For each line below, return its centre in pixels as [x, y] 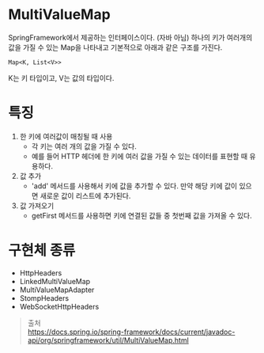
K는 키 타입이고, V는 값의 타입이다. [61, 78]
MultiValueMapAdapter [57, 290]
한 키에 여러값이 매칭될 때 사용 [66, 136]
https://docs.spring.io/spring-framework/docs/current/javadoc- [131, 332]
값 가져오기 [37, 205]
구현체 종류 [42, 251]
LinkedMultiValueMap [55, 281]
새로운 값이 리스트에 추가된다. [85, 195]
